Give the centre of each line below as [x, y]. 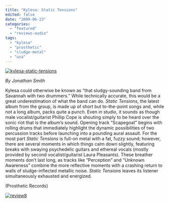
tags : [11, 38]
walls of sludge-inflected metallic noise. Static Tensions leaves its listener [82, 171]
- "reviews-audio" [29, 33]
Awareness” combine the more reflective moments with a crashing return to [84, 165]
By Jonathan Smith [25, 81]
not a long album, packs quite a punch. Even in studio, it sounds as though [82, 112]
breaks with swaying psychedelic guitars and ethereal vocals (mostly [77, 150]
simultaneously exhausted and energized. [49, 176]
